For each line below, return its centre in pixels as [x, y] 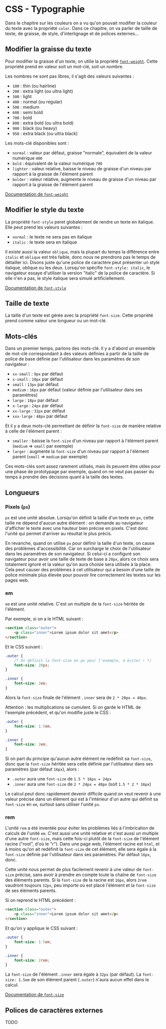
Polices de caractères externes [54, 1010]
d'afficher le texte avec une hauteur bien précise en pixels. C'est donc [77, 528]
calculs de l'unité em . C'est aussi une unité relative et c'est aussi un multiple [82, 833]
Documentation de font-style [36, 288]
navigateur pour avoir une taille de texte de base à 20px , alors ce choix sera [82, 559]
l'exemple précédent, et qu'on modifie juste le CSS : [58, 712]
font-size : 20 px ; [32, 665]
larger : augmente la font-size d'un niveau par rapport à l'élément [81, 451]
